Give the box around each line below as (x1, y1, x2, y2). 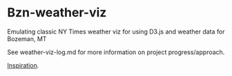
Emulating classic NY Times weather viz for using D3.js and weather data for (7, 27, 225, 36)
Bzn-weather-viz (7, 5, 107, 21)
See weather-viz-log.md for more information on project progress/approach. (7, 48, 225, 56)
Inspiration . (7, 61, 39, 69)
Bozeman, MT (7, 34, 47, 42)
